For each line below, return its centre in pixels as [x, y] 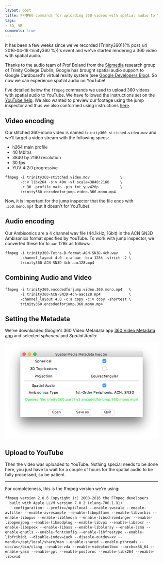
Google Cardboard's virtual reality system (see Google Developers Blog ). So [81, 75]
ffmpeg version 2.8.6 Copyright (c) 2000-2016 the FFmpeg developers [77, 498]
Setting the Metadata [38, 319]
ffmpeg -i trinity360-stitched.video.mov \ [64, 177]
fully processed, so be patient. [35, 475]
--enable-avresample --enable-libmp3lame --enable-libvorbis [88, 513]
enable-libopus [20, 518]
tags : [10, 20]
